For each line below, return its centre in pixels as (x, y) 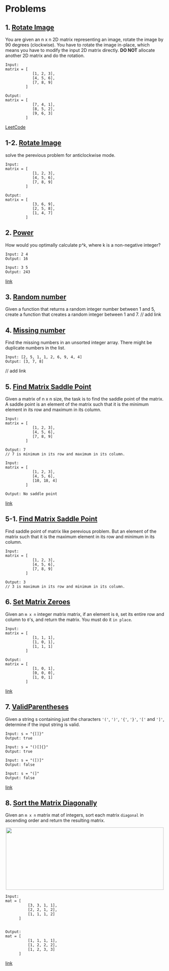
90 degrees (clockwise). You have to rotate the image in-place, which (77, 45)
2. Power (19, 233)
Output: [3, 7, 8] (24, 362)
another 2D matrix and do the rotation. (45, 55)
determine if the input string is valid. (43, 724)
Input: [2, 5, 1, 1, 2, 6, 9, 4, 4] (44, 357)
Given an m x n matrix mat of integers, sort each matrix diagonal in (74, 815)
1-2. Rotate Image (33, 143)
